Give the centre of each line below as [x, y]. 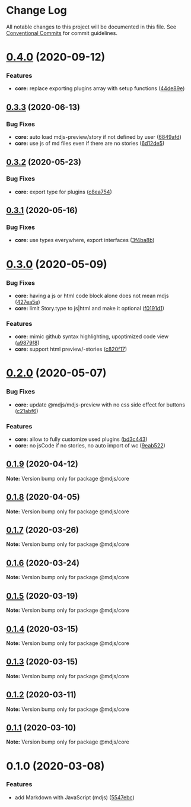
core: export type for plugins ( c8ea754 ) [63, 192]
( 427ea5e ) [27, 302]
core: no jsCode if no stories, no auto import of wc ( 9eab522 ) [90, 446]
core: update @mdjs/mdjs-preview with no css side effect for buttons [100, 405]
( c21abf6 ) [26, 411]
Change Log [36, 10]
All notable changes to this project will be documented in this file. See [91, 27]
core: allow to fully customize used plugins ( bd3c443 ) [81, 439]
